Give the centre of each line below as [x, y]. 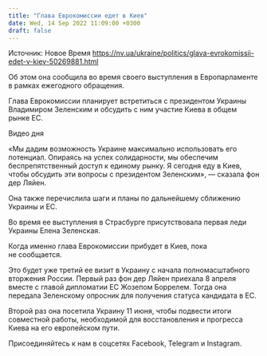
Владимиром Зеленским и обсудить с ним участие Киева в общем [123, 109]
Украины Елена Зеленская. [55, 231]
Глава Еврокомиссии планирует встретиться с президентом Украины [128, 101]
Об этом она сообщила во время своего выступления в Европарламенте [133, 77]
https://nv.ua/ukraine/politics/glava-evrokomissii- [173, 53]
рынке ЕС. [26, 118]
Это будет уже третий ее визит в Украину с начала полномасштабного [129, 270]
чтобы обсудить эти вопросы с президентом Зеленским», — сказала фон [134, 174]
